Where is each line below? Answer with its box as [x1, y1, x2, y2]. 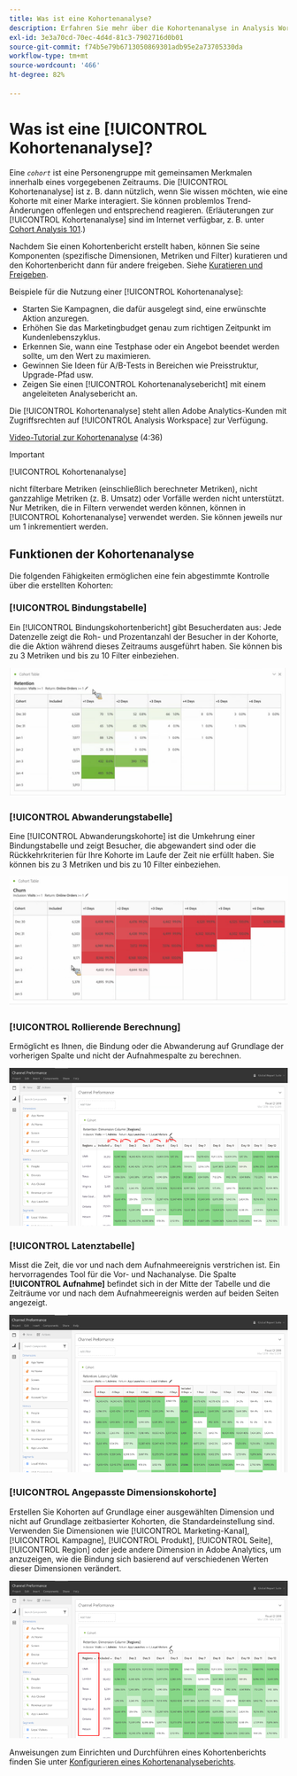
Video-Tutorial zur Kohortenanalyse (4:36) [9, 432, 164, 442]
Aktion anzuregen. [21, 313, 90, 323]
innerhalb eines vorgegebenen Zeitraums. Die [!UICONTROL [9, 176, 228, 187]
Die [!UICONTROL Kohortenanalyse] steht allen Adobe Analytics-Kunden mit [9, 405, 287, 416]
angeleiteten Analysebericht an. [21, 388, 139, 399]
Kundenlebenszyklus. [21, 331, 101, 342]
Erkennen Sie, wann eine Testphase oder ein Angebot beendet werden [21, 341, 280, 352]
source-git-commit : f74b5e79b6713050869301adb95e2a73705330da [9, 43, 243, 51]
